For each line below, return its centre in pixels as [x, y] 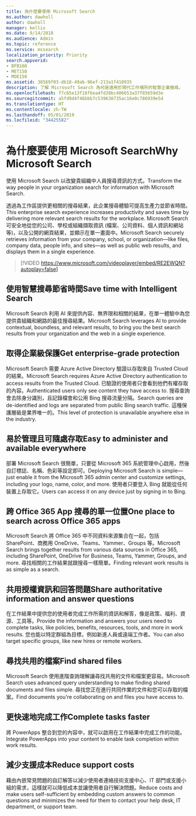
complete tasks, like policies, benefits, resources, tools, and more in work [94, 628]
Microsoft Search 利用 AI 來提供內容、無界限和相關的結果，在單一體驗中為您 [98, 313]
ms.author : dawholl [30, 17]
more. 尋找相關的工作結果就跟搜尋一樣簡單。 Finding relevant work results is [97, 563]
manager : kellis [26, 28]
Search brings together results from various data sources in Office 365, [92, 550]
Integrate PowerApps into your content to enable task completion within [92, 739]
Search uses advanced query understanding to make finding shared [88, 683]
